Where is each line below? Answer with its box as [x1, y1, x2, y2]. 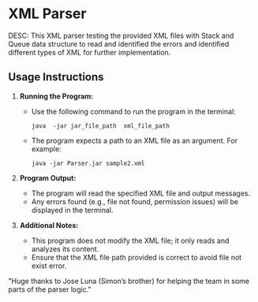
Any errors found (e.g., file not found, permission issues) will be [31, 196, 239, 206]
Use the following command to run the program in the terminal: [31, 106, 237, 116]
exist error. [31, 261, 67, 270]
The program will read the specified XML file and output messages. [31, 188, 251, 198]
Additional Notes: [19, 220, 79, 229]
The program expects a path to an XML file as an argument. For [31, 136, 238, 145]
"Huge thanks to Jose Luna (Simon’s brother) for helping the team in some [8, 276, 250, 285]
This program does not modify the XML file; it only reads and [31, 236, 230, 245]
